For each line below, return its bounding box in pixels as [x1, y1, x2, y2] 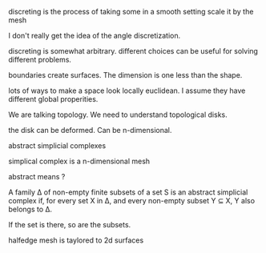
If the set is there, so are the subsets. [8, 220, 131, 229]
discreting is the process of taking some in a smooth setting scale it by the [8, 7, 254, 16]
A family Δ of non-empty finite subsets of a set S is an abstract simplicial [8, 187, 248, 197]
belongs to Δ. [8, 204, 53, 214]
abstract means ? [8, 172, 66, 181]
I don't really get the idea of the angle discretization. [8, 31, 181, 40]
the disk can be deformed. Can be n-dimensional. [8, 126, 172, 135]
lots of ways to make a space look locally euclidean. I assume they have [8, 86, 246, 95]
